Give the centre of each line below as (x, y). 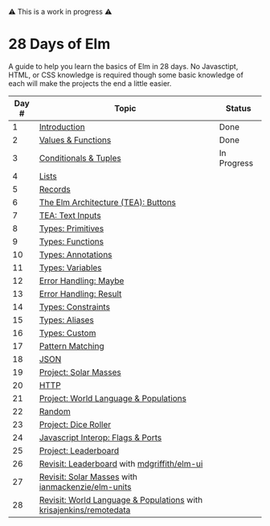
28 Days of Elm (59, 44)
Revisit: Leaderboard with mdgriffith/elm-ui (121, 463)
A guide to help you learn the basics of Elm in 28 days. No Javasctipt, (123, 66)
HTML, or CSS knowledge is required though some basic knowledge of (126, 75)
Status (238, 108)
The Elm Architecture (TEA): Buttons (108, 202)
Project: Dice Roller (75, 424)
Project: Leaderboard (79, 450)
